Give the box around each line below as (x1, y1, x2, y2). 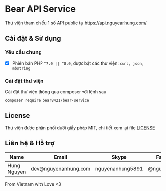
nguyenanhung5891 (95, 165, 143, 172)
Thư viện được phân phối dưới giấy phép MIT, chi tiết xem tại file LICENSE (5, 125, 155, 131)
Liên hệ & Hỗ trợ (5, 139, 55, 147)
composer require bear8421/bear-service (5, 98, 90, 103)
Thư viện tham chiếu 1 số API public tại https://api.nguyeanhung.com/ (5, 20, 147, 26)
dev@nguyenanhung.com (30, 165, 90, 172)
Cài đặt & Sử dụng (5, 34, 61, 43)
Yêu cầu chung (5, 49, 42, 56)
